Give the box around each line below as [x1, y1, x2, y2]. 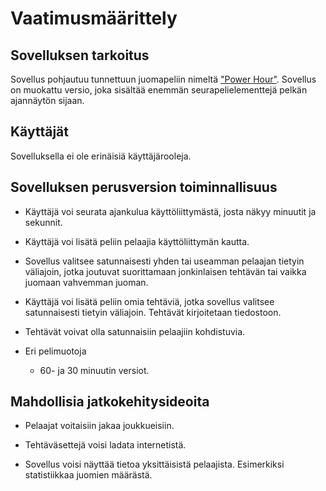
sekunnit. [24, 216, 63, 228]
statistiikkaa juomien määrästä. [24, 469, 153, 481]
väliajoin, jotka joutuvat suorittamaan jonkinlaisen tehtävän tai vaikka [24, 265, 307, 277]
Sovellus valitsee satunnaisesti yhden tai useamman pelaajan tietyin [24, 255, 305, 267]
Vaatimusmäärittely [10, 7, 178, 30]
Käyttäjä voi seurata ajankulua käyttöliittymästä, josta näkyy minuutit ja [24, 205, 317, 217]
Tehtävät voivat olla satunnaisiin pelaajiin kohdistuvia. [24, 325, 246, 337]
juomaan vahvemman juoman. [24, 276, 149, 288]
